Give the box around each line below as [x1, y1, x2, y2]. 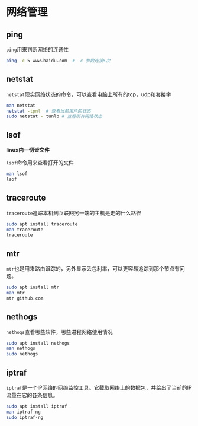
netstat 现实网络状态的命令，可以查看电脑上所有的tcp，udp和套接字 [6, 90, 171, 98]
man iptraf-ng [6, 409, 41, 415]
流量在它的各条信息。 [6, 392, 58, 398]
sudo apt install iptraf [6, 403, 67, 409]
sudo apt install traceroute [6, 221, 78, 227]
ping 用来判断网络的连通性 [6, 46, 69, 53]
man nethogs [6, 345, 35, 352]
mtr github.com [6, 295, 44, 301]
